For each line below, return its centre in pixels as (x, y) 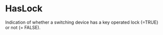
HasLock (24, 9)
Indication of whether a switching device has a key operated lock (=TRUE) (82, 22)
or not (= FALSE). (23, 27)
